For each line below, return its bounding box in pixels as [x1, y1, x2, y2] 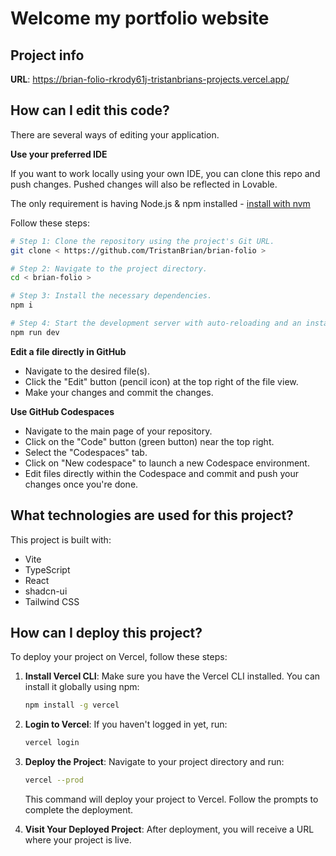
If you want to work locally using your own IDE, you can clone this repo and [10, 167, 321, 179]
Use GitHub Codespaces [10, 405, 115, 417]
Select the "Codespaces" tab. [24, 446, 148, 458]
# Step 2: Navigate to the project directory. [10, 263, 208, 274]
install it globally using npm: [24, 681, 140, 693]
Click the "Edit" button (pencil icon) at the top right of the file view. [24, 375, 299, 387]
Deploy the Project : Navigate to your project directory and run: [24, 756, 285, 768]
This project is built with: [10, 533, 112, 546]
